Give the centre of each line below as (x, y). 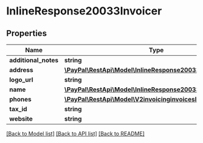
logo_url (21, 80)
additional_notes (34, 60)
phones (21, 99)
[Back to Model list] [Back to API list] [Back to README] (76, 134)
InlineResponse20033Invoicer (84, 11)
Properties (27, 33)
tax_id (18, 109)
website (21, 119)
